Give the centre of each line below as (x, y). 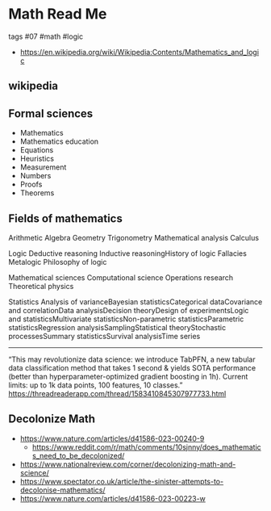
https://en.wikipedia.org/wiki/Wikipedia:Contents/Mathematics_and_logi (140, 52)
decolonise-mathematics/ (63, 490)
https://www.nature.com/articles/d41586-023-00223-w (113, 498)
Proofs (31, 184)
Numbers (35, 176)
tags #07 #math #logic (46, 36)
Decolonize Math (52, 419)
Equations (37, 150)
